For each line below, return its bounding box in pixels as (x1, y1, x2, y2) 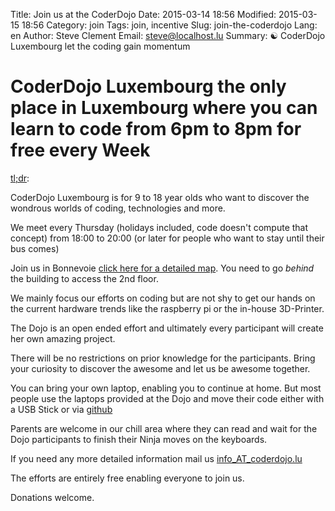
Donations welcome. (10, 491, 95, 503)
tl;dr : (10, 172, 30, 184)
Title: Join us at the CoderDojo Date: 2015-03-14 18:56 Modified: (10, 9, 277, 20)
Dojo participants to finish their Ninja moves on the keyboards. (10, 433, 268, 445)
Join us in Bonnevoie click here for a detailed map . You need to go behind (10, 262, 315, 274)
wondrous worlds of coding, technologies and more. (10, 202, 226, 214)
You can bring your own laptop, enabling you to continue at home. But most (10, 382, 322, 394)
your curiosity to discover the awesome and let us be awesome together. (10, 362, 311, 374)
